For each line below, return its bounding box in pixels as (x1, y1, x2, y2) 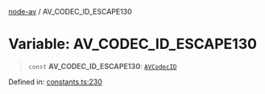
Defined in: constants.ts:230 (8, 76, 103, 87)
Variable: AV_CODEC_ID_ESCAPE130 (8, 35, 258, 53)
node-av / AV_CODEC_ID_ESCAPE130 (8, 7, 133, 16)
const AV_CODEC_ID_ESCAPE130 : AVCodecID (27, 61, 177, 71)
